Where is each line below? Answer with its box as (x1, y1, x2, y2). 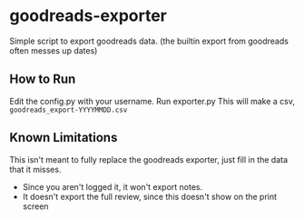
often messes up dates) (9, 45, 98, 55)
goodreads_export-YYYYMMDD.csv (9, 105, 128, 114)
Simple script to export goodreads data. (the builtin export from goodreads (9, 35, 289, 46)
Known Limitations (9, 130, 118, 145)
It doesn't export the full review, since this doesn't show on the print (22, 191, 278, 202)
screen (22, 201, 49, 212)
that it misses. (9, 164, 62, 174)
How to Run (9, 72, 76, 87)
